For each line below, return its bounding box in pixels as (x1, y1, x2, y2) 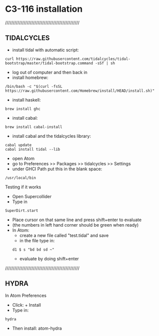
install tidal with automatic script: (12, 47, 79, 52)
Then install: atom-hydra (12, 325, 62, 331)
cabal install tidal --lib (5, 147, 60, 152)
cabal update (5, 142, 32, 148)
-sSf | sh (95, 60, 115, 66)
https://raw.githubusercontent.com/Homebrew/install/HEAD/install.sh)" (5, 88, 155, 93)
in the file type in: (19, 237, 55, 243)
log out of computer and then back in (12, 69, 87, 75)
